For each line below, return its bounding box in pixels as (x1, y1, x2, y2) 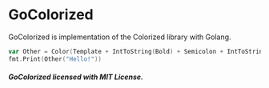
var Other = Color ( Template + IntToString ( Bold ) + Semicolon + (8, 47, 224, 55)
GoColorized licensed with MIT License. (8, 72, 144, 82)
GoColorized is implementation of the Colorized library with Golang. (8, 32, 231, 42)
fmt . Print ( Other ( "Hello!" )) (8, 54, 102, 63)
